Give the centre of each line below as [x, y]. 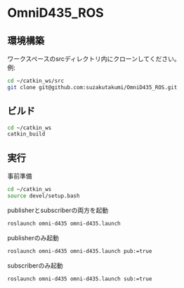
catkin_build [26, 134]
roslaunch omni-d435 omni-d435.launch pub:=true [80, 251]
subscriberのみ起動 [35, 266]
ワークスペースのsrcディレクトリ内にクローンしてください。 [94, 59]
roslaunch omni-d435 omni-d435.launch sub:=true [80, 279]
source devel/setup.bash [44, 196]
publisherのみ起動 [33, 237]
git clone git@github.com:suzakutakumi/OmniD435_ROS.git [92, 87]
